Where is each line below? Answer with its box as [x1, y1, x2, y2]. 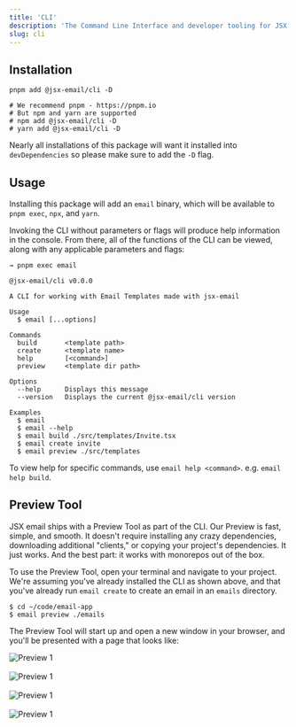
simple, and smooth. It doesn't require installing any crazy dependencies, [9, 530, 277, 541]
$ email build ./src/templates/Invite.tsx [17, 431, 176, 440]
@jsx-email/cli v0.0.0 [9, 276, 93, 285]
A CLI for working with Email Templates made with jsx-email [9, 292, 240, 301]
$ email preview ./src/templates [17, 447, 141, 456]
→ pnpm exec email [9, 261, 77, 270]
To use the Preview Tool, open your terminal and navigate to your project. [9, 566, 277, 576]
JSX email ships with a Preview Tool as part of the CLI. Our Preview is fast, [9, 521, 282, 531]
